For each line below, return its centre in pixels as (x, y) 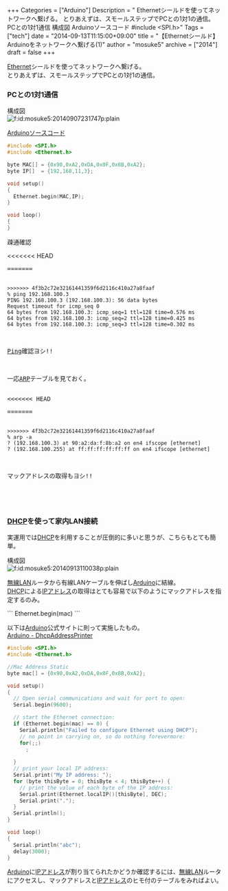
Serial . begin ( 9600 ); (43, 705)
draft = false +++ (31, 52)
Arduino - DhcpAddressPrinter (50, 636)
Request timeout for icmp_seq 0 (53, 306)
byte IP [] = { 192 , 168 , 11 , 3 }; (50, 171)
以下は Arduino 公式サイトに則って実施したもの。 (75, 628)
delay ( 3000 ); (32, 851)
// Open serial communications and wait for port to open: (100, 699)
